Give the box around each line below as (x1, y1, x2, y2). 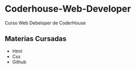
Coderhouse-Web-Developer (5, 3, 131, 15)
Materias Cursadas (5, 34, 67, 43)
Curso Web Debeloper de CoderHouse (5, 20, 86, 26)
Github (12, 59, 26, 65)
